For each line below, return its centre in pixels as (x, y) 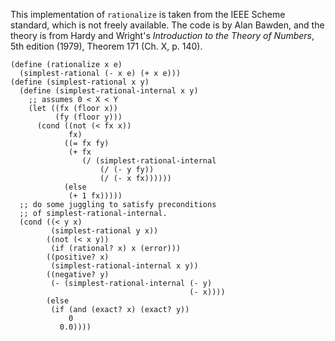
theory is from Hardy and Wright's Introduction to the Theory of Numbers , (162, 35)
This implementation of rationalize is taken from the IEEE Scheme (148, 14)
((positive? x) (78, 257)
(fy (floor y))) (88, 117)
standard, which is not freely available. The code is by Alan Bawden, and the (167, 25)
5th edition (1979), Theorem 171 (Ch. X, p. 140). (106, 46)
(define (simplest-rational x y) (80, 82)
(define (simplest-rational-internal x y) (109, 91)
